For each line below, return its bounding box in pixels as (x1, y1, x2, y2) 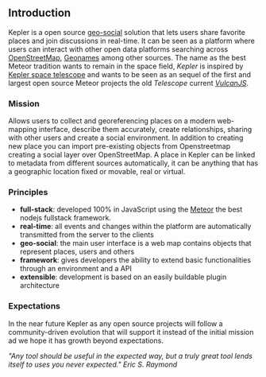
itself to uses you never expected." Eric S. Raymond (8, 360, 177, 369)
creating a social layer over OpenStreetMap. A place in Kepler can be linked (8, 150, 256, 160)
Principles (8, 187, 48, 198)
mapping (8, 125, 37, 134)
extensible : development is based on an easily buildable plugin (19, 272, 227, 282)
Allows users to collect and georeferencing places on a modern (8, 116, 216, 126)
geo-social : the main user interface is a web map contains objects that (19, 239, 252, 248)
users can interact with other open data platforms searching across (8, 44, 229, 54)
